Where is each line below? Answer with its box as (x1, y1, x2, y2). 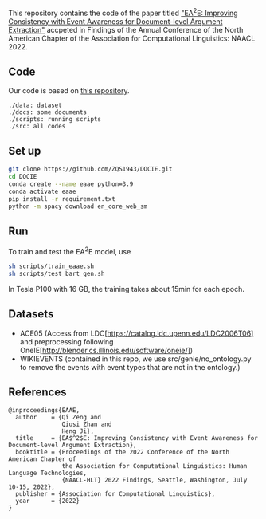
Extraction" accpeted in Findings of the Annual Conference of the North (8, 25, 244, 34)
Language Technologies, (8, 470, 88, 478)
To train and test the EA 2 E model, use (8, 246, 131, 256)
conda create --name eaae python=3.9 (8, 180, 134, 188)
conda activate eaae (8, 187, 77, 195)
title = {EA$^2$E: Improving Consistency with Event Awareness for (15, 434, 259, 442)
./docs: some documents (8, 108, 88, 116)
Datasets (8, 307, 54, 321)
